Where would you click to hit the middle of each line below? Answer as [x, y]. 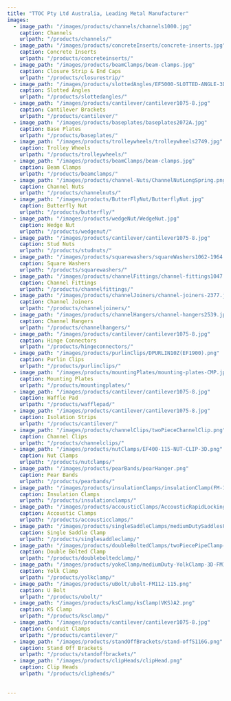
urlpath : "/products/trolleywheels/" [74, 155]
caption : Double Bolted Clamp [63, 552]
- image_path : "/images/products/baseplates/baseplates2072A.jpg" [110, 122]
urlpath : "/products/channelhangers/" [75, 327]
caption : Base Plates [50, 129]
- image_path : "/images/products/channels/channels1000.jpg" [103, 26]
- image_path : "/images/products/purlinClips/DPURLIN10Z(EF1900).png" [117, 353]
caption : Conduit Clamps [55, 629]
